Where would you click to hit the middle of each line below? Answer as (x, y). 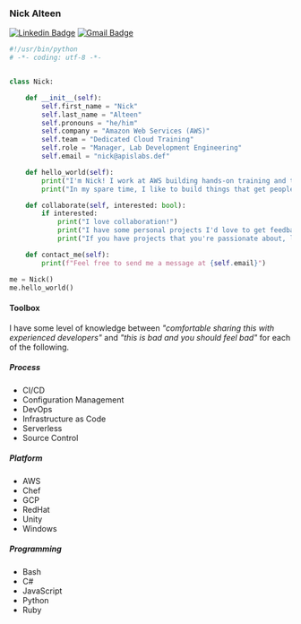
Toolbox (25, 308)
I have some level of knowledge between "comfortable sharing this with (142, 328)
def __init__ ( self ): (64, 98)
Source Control (50, 438)
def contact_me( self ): (68, 255)
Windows (39, 528)
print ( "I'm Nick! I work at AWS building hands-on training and (164, 181)
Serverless (42, 428)
